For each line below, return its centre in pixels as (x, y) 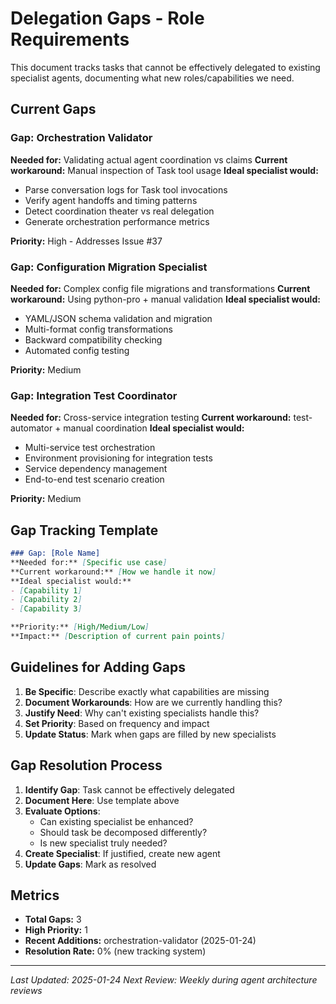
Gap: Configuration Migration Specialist (109, 267)
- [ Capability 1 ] (46, 590)
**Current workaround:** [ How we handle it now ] (113, 572)
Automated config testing (77, 350)
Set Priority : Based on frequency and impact (117, 723)
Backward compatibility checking (93, 339)
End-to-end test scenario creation (94, 479)
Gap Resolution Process (86, 765)
